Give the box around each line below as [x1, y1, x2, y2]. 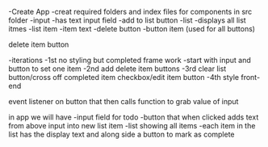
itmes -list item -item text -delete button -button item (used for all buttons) [8, 24, 256, 33]
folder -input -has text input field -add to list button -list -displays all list [8, 15, 246, 25]
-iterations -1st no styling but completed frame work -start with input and [8, 56, 252, 65]
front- [241, 73, 261, 82]
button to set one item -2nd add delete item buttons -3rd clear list [8, 64, 227, 73]
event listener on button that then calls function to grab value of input [8, 97, 239, 106]
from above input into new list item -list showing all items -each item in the [8, 121, 256, 130]
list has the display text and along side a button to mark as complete [8, 129, 236, 139]
